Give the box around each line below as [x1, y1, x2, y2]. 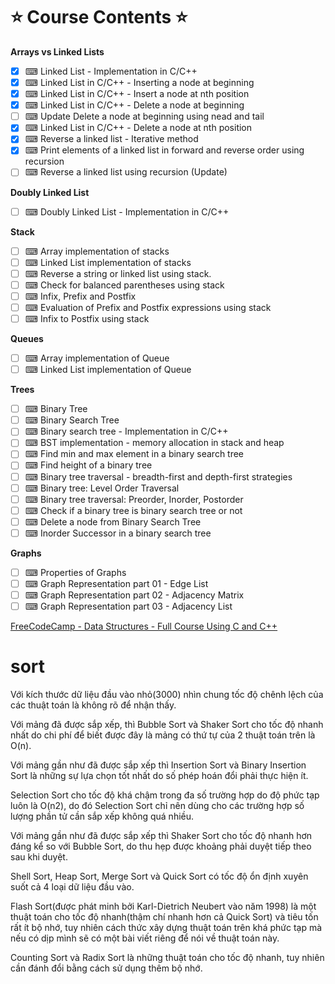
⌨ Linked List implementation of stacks [24, 256, 192, 268]
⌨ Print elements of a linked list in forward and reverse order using [24, 144, 305, 156]
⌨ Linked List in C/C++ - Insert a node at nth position [24, 88, 250, 100]
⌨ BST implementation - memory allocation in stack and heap [24, 437, 285, 449]
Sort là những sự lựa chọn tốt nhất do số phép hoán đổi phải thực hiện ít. [10, 770, 309, 782]
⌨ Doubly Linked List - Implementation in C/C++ [24, 205, 230, 218]
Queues [10, 333, 44, 344]
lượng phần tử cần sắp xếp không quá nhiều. [10, 810, 195, 823]
